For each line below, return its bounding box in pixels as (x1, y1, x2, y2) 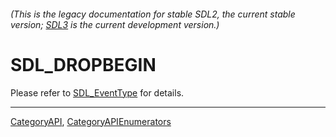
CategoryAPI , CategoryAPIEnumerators (10, 115, 172, 127)
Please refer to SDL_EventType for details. (10, 86, 185, 99)
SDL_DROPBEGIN (10, 53, 157, 76)
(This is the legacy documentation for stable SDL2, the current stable (10, 8, 296, 20)
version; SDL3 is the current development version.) (10, 18, 220, 30)
